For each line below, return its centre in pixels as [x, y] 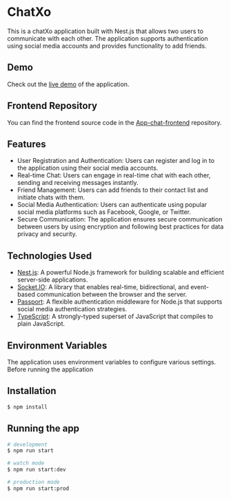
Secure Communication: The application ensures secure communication [120, 219]
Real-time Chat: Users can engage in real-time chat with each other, [114, 175]
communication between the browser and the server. [112, 295]
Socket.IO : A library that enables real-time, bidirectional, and [103, 287]
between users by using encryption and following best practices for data [120, 227]
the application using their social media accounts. [88, 168]
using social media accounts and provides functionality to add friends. [107, 46]
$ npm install [28, 407]
